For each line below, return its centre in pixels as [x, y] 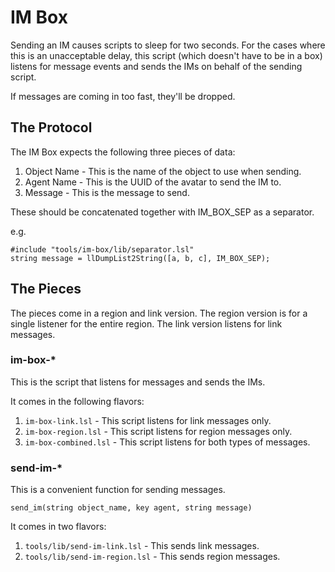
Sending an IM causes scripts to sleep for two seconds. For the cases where [168, 45]
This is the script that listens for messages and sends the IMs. [138, 382]
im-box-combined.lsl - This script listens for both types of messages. [167, 442]
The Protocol [51, 127]
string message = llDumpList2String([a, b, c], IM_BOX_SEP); [140, 258]
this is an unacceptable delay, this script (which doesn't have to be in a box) [166, 55]
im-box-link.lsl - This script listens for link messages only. [148, 420]
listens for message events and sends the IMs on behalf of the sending [156, 66]
